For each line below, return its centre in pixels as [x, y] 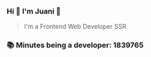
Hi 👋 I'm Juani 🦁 [34, 11]
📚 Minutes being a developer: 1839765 [75, 45]
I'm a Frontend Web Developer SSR [75, 27]
